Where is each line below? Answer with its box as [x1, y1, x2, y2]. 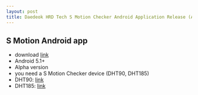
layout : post [6, 8, 38, 15]
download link [14, 51, 49, 59]
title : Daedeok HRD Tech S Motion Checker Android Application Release [6, 14, 186, 20]
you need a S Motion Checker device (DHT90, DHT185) [14, 70, 149, 77]
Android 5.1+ [14, 57, 45, 65]
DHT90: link [14, 76, 44, 83]
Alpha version [14, 64, 48, 71]
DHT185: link [14, 83, 46, 90]
